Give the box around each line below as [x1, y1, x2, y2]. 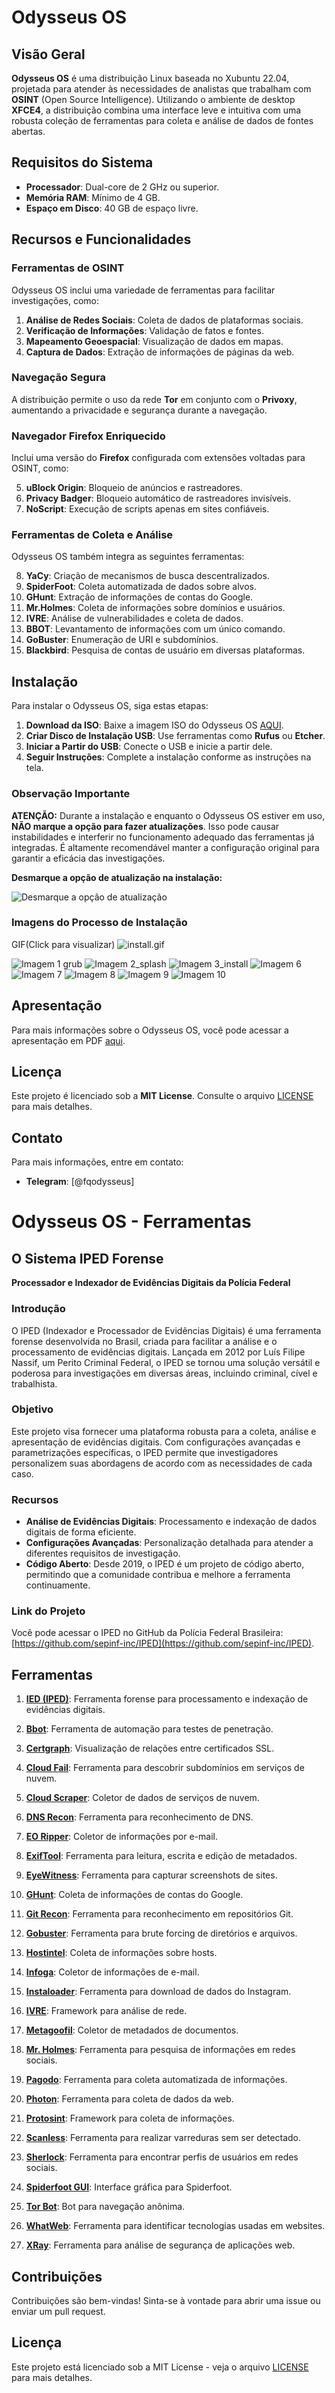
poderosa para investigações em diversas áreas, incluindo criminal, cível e [11, 1367, 318, 1379]
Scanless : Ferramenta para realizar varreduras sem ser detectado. [25, 2132, 302, 2144]
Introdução [11, 1302, 66, 1316]
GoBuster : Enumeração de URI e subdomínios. [25, 634, 219, 646]
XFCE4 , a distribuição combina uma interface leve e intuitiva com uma [11, 104, 302, 116]
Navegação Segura [11, 371, 106, 385]
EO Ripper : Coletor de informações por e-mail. [25, 1831, 218, 1843]
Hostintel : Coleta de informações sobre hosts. [25, 1947, 218, 1959]
